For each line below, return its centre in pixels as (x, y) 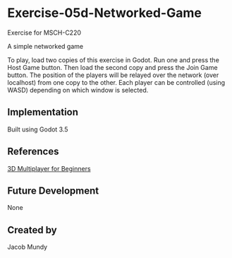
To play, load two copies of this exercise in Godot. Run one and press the (114, 60)
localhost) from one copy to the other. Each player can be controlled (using (116, 82)
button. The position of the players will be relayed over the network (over (113, 75)
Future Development (53, 190)
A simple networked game (45, 46)
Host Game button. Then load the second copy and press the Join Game (112, 67)
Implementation (43, 112)
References (33, 152)
